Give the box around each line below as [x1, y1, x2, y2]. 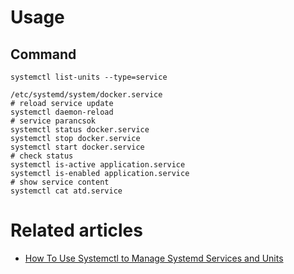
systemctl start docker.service [10, 142, 145, 152]
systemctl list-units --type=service [10, 72, 168, 82]
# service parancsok [10, 116, 97, 126]
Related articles [10, 219, 143, 242]
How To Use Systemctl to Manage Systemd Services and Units [24, 252, 284, 264]
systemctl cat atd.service [10, 186, 123, 196]
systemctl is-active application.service [10, 160, 186, 170]
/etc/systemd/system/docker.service [10, 90, 163, 100]
